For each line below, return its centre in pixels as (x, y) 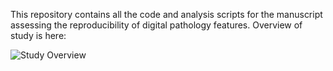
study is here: (38, 35)
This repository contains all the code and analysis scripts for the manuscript (166, 14)
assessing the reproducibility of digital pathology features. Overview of (156, 25)
